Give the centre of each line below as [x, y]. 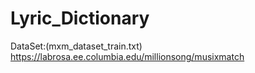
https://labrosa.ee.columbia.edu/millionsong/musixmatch [127, 56]
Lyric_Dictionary [80, 18]
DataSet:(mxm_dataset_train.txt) [76, 46]
